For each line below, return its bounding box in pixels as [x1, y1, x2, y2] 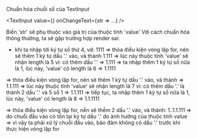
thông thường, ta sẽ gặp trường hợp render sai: [6, 35, 120, 41]
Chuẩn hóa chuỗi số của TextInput [6, 6, 90, 12]
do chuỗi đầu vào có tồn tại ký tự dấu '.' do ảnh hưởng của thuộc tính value [6, 113, 188, 120]
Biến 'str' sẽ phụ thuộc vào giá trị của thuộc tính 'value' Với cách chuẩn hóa [6, 28, 190, 35]
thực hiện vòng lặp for [6, 126, 60, 132]
